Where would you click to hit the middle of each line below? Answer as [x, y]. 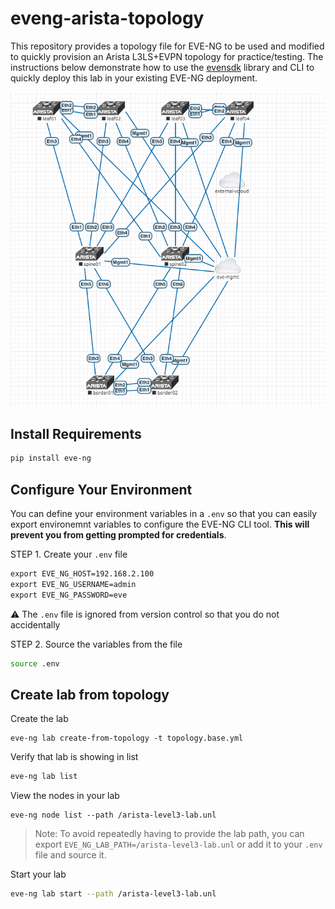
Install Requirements [76, 433]
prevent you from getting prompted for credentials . [118, 535]
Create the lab [39, 719]
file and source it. [70, 855]
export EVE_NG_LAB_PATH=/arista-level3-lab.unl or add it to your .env [178, 844]
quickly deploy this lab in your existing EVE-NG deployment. [134, 78]
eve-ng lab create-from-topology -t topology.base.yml [127, 738]
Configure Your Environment [101, 489]
